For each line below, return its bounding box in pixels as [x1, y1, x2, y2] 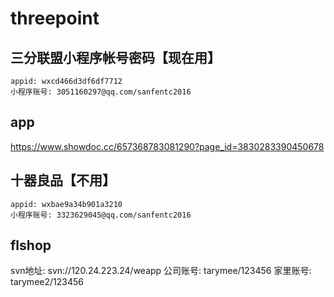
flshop [10, 237, 52, 254]
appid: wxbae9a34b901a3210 [10, 199, 123, 209]
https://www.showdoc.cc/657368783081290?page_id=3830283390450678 [10, 140, 325, 152]
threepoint [10, 7, 100, 30]
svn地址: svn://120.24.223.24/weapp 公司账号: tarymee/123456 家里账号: [10, 265, 312, 277]
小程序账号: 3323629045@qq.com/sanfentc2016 [10, 210, 192, 220]
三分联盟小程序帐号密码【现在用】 [10, 49, 221, 66]
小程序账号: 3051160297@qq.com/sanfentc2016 [10, 87, 192, 97]
